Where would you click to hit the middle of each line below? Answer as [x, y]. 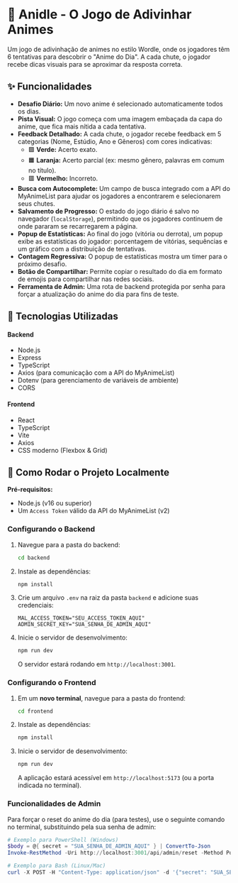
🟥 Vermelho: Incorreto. [63, 178]
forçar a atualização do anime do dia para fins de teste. [98, 294]
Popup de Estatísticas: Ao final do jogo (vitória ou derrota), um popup [120, 234]
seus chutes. [36, 203]
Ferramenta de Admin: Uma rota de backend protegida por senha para [121, 286]
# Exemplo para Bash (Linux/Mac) [57, 866]
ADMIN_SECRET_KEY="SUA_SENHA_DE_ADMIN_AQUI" [84, 625]
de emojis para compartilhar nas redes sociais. [86, 279]
